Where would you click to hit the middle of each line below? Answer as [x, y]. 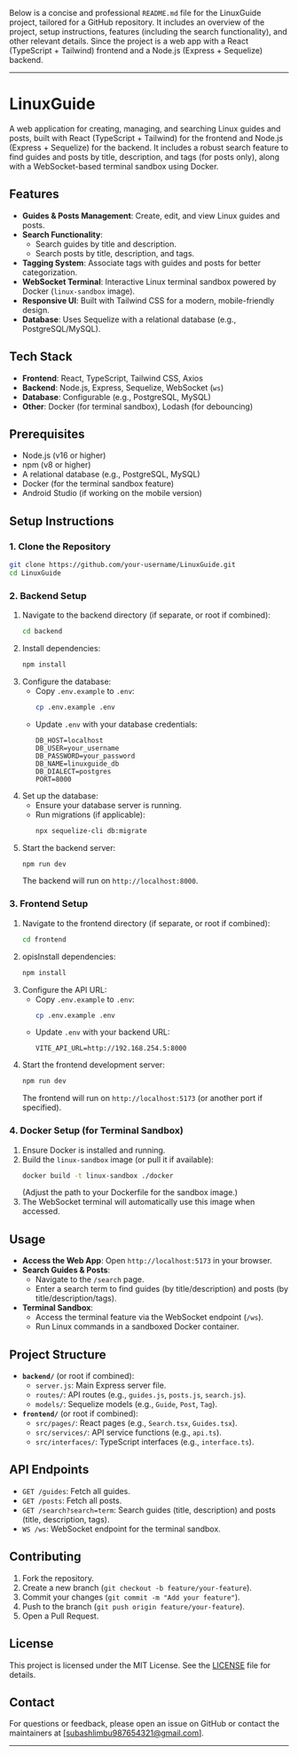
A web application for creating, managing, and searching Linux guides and [145, 129]
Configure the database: [67, 681]
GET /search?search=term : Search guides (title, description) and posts [149, 1510]
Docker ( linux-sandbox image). [78, 291]
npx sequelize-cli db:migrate [91, 830]
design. [36, 310]
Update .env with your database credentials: [116, 724]
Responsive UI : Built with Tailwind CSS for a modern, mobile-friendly [148, 300]
